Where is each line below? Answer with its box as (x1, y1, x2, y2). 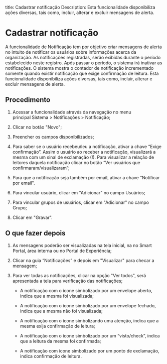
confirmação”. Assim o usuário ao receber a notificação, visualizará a (12, 149, 156, 155)
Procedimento (5, 95, 51, 104)
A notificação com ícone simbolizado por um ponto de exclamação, (20, 347, 159, 353)
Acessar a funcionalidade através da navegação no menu (12, 109, 131, 115)
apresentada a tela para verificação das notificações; (12, 278, 123, 284)
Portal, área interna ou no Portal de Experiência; (12, 248, 112, 254)
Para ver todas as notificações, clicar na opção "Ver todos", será (12, 272, 146, 278)
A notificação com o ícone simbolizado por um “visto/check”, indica (20, 332, 160, 338)
